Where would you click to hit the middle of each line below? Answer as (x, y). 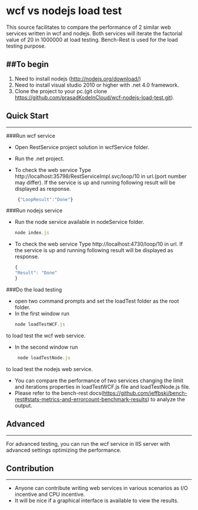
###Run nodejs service (34, 211)
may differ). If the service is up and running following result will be (95, 182)
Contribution (30, 468)
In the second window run (46, 347)
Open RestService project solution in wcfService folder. (82, 147)
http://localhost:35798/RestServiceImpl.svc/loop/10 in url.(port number (100, 176)
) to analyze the (166, 399)
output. (23, 405)
